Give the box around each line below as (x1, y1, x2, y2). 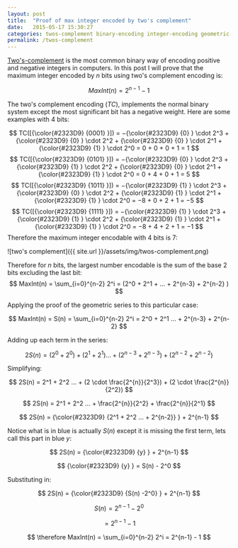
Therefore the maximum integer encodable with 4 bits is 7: (7, 233, 178, 242)
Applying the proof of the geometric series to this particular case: (7, 301, 198, 309)
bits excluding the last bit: (7, 268, 83, 276)
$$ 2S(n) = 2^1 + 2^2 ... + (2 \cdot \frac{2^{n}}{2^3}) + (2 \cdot (8, 378, 193, 386)
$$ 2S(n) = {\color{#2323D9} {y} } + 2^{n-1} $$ (49, 448, 189, 457)
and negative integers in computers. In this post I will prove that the (7, 64, 204, 72)
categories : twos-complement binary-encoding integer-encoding (7, 30, 198, 38)
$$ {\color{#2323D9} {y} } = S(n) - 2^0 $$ (57, 462, 181, 470)
